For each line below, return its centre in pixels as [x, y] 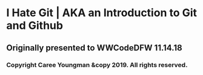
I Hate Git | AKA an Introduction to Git [102, 13]
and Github [35, 25]
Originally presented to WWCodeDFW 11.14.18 [95, 48]
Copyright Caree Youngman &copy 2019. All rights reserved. [97, 65]
